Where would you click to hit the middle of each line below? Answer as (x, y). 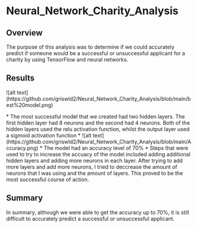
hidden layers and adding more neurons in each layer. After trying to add (95, 160)
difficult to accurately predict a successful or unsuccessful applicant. (91, 219)
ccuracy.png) (22, 148)
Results (20, 78)
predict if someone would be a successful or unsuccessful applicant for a (96, 53)
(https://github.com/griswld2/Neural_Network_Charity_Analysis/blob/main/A (98, 142)
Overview (25, 33)
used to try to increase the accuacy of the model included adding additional (98, 154)
